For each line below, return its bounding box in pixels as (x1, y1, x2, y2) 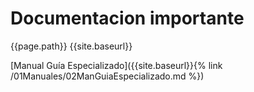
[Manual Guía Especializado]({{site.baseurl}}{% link (10, 59, 223, 71)
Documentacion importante (10, 7, 245, 30)
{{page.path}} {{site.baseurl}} (10, 40, 133, 52)
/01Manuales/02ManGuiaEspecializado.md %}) (10, 70, 205, 82)
